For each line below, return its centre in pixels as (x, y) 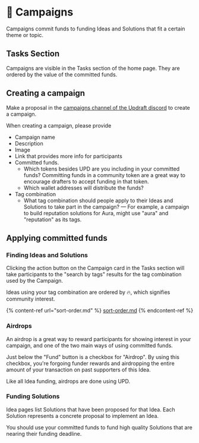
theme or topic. (25, 35)
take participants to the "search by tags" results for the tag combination (94, 274)
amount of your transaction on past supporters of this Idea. (78, 370)
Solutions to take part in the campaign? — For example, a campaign (106, 207)
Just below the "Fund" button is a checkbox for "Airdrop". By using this (93, 357)
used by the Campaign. (35, 281)
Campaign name (35, 137)
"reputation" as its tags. (53, 219)
